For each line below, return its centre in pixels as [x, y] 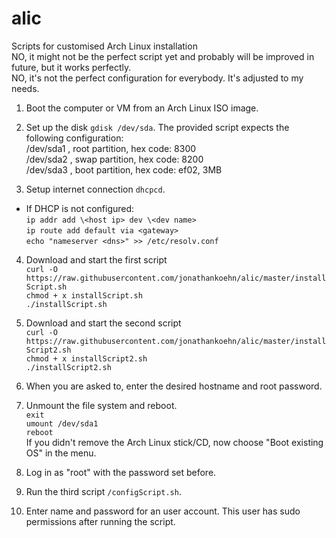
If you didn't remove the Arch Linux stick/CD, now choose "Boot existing [174, 442]
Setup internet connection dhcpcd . [95, 189]
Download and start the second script [103, 323]
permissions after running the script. [100, 521]
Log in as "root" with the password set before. [121, 472]
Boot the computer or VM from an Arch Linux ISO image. [142, 108]
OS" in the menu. [61, 453]
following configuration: [74, 138]
